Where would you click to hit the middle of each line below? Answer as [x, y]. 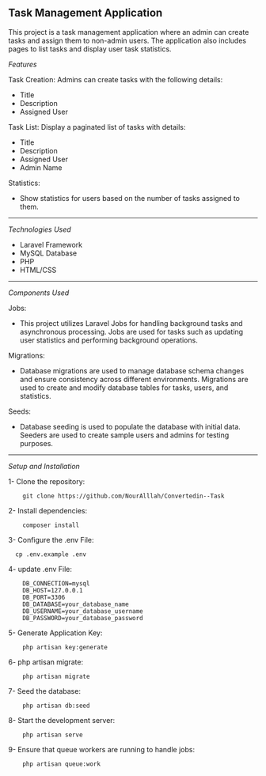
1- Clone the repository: [47, 481]
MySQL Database [48, 253]
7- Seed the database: [45, 691]
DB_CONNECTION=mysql [56, 583]
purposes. [36, 443]
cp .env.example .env [51, 554]
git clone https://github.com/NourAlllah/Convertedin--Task [123, 496]
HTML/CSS [38, 270]
